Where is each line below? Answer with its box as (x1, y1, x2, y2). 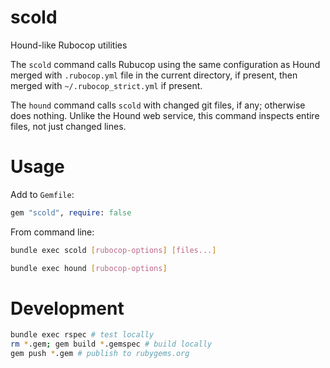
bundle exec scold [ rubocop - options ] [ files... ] (10, 245, 217, 255)
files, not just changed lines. (10, 120, 127, 132)
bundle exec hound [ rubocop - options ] (10, 263, 168, 273)
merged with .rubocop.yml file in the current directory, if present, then (10, 69, 298, 81)
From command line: (10, 226, 95, 238)
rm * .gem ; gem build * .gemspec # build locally (10, 339, 213, 350)
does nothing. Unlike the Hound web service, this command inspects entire (10, 109, 320, 121)
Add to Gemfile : (10, 188, 75, 200)
